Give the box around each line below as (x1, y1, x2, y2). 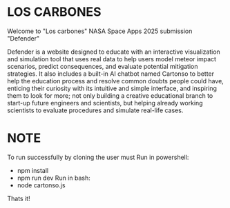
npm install (17, 166, 49, 174)
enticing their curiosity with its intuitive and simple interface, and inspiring (7, 84, 218, 92)
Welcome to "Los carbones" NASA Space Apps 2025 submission (7, 27, 193, 35)
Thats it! (7, 194, 30, 202)
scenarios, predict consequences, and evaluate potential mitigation (7, 62, 198, 70)
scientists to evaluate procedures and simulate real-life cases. (7, 106, 184, 114)
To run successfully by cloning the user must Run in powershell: (7, 153, 189, 161)
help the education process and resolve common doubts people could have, (7, 76, 224, 85)
